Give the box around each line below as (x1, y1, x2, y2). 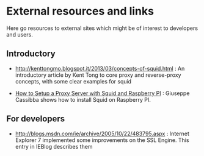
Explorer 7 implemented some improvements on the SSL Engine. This (15, 136, 189, 144)
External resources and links (6, 4, 155, 18)
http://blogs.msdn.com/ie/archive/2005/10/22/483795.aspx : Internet (15, 130, 189, 137)
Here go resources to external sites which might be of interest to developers (6, 24, 199, 32)
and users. (6, 30, 34, 38)
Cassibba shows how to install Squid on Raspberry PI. (15, 96, 151, 103)
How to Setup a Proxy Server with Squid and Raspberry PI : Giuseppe (15, 90, 190, 97)
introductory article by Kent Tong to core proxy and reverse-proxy (15, 71, 181, 79)
